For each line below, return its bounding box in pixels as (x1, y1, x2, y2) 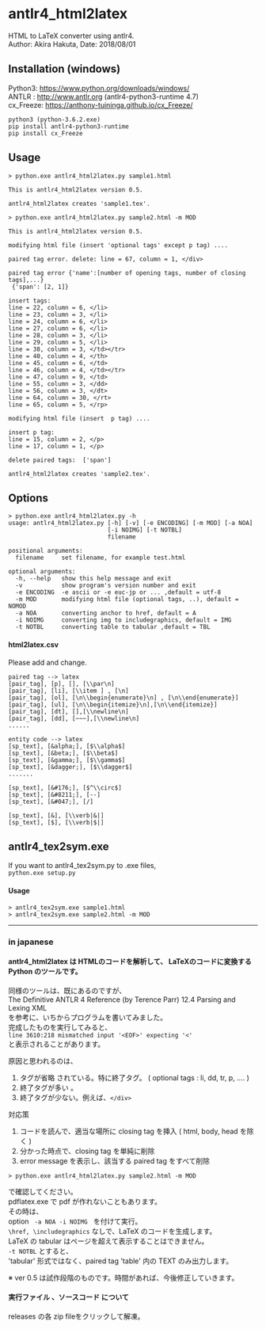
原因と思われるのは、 (8, 1056, 78, 1065)
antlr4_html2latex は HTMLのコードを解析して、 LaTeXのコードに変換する (8, 957, 252, 966)
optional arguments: (8, 568, 77, 576)
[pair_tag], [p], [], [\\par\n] (8, 680, 115, 687)
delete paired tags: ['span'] (8, 456, 112, 464)
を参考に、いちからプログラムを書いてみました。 (8, 1012, 168, 1022)
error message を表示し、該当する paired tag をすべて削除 (19, 1156, 210, 1165)
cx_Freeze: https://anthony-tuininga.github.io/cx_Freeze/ (8, 100, 193, 109)
